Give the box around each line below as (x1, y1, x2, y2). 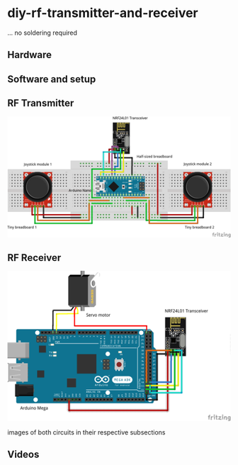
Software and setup (7, 73, 96, 85)
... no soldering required (7, 28, 78, 37)
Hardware (7, 49, 52, 61)
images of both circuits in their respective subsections (7, 427, 166, 437)
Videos (7, 449, 40, 461)
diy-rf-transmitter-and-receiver (7, 5, 198, 21)
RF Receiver (7, 252, 62, 264)
